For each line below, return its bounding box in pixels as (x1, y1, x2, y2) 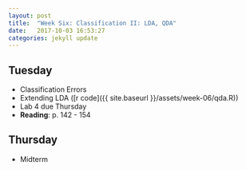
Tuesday (8, 63, 53, 77)
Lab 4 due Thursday (19, 101, 87, 112)
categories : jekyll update (8, 34, 98, 42)
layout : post (8, 11, 52, 20)
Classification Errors (19, 85, 87, 94)
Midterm (19, 154, 48, 164)
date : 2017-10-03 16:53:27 (8, 26, 105, 34)
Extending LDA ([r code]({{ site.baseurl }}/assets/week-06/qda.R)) (19, 93, 239, 103)
